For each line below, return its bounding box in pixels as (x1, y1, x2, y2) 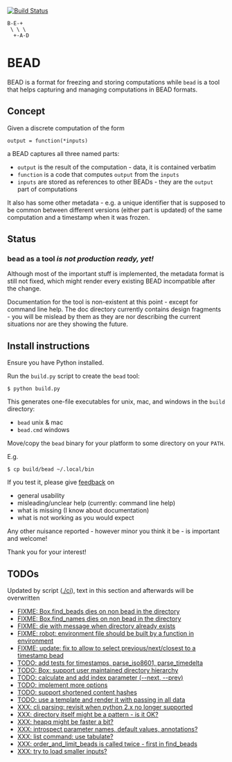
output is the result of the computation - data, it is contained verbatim (17, 163, 216, 171)
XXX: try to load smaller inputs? (17, 747, 107, 756)
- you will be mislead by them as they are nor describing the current (7, 313, 201, 321)
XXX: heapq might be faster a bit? (17, 718, 114, 726)
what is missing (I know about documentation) (17, 506, 150, 514)
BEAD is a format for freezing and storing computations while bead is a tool (7, 78, 220, 86)
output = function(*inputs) (7, 137, 89, 144)
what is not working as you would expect (17, 514, 134, 522)
